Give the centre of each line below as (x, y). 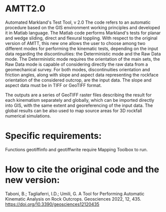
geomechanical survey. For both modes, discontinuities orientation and (78, 69)
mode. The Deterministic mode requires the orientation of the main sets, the (83, 59)
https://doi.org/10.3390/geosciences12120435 (52, 204)
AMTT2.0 (25, 9)
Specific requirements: (54, 136)
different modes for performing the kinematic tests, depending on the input (82, 48)
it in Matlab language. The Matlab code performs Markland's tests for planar (83, 33)
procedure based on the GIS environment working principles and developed (83, 27)
